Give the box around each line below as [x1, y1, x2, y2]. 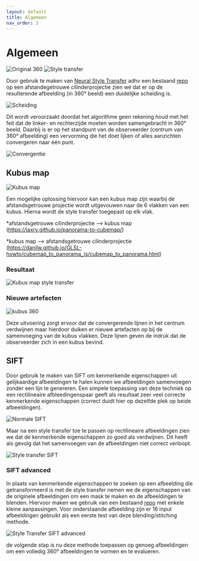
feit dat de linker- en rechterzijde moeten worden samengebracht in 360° [6, 119, 186, 127]
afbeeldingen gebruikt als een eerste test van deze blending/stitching [6, 511, 177, 519]
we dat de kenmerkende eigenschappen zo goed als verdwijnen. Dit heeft [6, 433, 188, 440]
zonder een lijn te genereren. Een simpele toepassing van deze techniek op [6, 385, 192, 392]
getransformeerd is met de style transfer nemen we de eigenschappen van [6, 486, 191, 493]
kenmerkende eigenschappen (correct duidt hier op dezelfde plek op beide [6, 397, 191, 404]
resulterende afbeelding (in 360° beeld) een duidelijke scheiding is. [6, 90, 172, 97]
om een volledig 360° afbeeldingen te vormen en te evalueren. [6, 547, 161, 555]
